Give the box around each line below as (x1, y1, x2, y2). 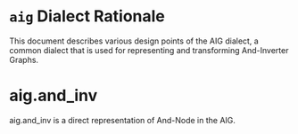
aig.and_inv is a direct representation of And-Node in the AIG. (9, 114, 236, 125)
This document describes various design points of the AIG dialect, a (9, 35, 259, 46)
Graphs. (9, 54, 38, 65)
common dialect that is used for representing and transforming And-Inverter (9, 44, 289, 55)
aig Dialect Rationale (9, 6, 165, 27)
